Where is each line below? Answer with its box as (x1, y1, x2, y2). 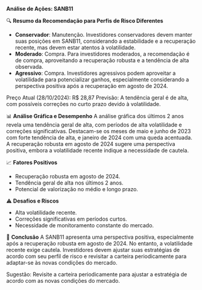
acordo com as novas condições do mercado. (6, 277, 121, 284)
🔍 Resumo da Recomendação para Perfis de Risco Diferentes (6, 17, 164, 24)
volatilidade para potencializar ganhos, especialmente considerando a (14, 76, 189, 83)
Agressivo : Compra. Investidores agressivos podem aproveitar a (14, 69, 176, 77)
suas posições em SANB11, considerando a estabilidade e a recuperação (14, 37, 196, 45)
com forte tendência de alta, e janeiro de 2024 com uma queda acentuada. (6, 134, 193, 141)
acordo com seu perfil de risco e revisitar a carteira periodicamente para (6, 253, 187, 260)
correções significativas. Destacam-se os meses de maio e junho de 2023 (6, 128, 191, 134)
